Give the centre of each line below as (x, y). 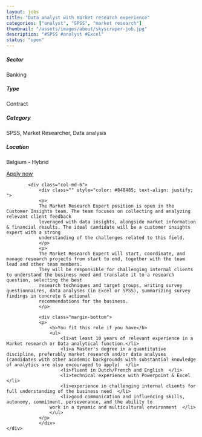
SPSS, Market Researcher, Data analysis (57, 133)
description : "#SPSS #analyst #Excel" (55, 34)
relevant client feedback (39, 216)
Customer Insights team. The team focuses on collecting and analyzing (98, 211)
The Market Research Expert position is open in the (106, 206)
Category (19, 117)
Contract (17, 103)
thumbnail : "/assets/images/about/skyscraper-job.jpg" (77, 29)
